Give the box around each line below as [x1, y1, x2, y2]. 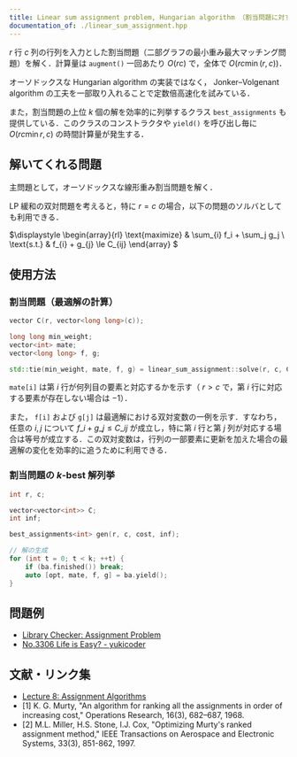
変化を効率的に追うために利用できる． [32, 444, 172, 456]
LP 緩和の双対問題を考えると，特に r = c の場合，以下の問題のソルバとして [9, 201, 283, 212]
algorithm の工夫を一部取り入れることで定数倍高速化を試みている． [9, 88, 255, 98]
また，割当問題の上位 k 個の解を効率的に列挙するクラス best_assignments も [9, 106, 287, 117]
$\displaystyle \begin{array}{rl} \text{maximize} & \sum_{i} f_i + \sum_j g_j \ [9, 229, 285, 240]
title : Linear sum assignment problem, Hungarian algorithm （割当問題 [9, 12, 272, 22]
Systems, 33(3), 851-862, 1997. [21, 738, 136, 749]
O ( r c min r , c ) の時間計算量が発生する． [9, 128, 148, 139]
